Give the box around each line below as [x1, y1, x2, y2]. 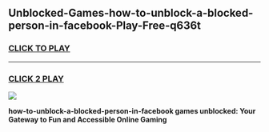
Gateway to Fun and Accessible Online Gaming [8, 114, 167, 124]
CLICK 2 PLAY [8, 73, 64, 84]
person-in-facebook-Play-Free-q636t [8, 19, 202, 33]
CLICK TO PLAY [8, 43, 70, 54]
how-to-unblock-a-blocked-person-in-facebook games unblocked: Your [8, 106, 256, 115]
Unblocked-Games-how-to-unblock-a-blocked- [8, 6, 254, 20]
